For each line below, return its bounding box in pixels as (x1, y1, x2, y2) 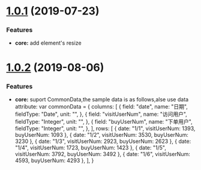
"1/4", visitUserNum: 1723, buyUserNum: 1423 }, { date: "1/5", (14, 143, 166, 151)
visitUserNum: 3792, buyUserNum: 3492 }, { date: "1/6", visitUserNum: (14, 150, 190, 157)
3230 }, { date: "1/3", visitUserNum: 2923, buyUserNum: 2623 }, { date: (14, 137, 191, 145)
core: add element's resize (14, 39, 82, 46)
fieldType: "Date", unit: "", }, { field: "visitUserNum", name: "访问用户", (14, 110, 187, 118)
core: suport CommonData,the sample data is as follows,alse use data (14, 95, 189, 103)
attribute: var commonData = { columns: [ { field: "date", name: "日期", (14, 102, 188, 110)
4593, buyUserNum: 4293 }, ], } (14, 157, 94, 164)
